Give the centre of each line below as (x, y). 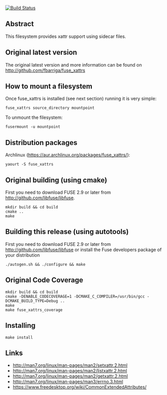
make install (19, 337)
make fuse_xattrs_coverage (34, 310)
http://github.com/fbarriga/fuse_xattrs (45, 70)
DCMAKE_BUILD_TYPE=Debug (32, 301)
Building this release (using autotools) (67, 232)
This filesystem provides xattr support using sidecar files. (66, 36)
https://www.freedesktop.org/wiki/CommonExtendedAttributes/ (80, 387)
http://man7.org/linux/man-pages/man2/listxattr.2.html (70, 371)
